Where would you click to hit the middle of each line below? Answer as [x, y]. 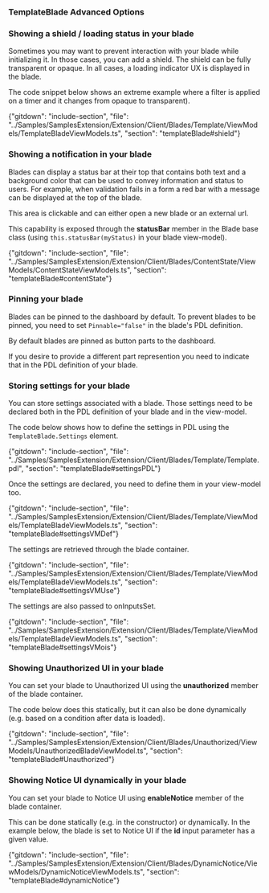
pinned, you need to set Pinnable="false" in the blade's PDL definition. [126, 325]
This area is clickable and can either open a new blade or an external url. [128, 213]
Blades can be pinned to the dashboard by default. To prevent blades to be [132, 317]
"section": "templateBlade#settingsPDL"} [93, 469]
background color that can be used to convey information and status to [126, 180]
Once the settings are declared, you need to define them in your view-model [134, 484]
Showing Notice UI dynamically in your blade [98, 780]
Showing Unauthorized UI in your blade [86, 668]
